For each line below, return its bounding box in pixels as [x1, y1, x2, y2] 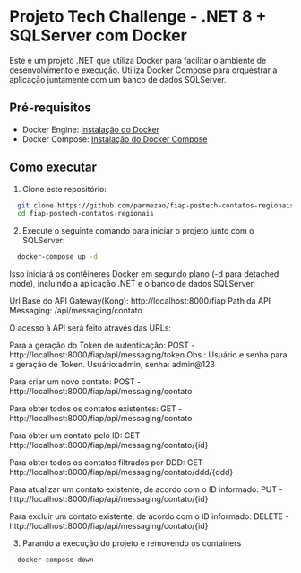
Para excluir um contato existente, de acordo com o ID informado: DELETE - [9, 511, 289, 522]
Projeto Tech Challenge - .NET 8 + [9, 6, 267, 27]
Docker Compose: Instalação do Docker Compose [21, 133, 208, 145]
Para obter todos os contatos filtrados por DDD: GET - [9, 457, 209, 468]
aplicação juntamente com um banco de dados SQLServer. [9, 74, 227, 84]
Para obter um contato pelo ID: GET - [9, 430, 146, 441]
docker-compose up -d [17, 252, 99, 261]
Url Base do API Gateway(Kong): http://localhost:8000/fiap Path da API [9, 295, 271, 306]
